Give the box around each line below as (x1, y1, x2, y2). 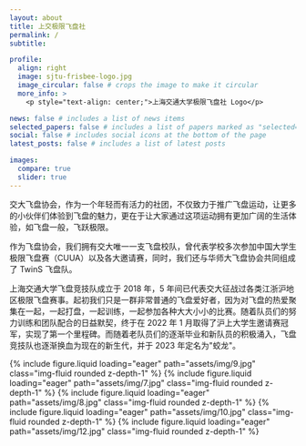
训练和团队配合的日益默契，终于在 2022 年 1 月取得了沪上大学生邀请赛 (16, 317, 280, 328)
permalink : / (9, 30, 59, 39)
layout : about (9, 13, 64, 23)
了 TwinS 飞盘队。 (9, 263, 77, 274)
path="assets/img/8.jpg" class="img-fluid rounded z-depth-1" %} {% (9, 397, 270, 408)
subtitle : (9, 38, 47, 48)
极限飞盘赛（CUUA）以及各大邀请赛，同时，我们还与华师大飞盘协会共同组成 (9, 252, 296, 263)
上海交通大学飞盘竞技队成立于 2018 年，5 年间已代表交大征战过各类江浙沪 (9, 283, 287, 294)
